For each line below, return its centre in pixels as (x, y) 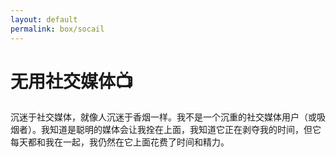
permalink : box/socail (57, 29)
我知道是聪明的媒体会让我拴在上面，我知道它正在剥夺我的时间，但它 (181, 130)
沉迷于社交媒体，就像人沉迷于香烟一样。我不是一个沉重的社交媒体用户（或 (163, 117)
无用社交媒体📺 (72, 81)
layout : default (44, 19)
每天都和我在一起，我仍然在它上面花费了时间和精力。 (120, 142)
